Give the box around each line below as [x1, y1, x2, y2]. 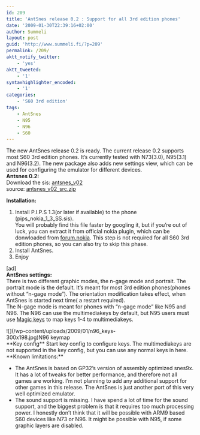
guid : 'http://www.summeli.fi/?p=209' [6, 41, 103, 47]
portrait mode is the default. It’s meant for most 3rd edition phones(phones [6, 284, 190, 291]
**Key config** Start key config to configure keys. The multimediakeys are [6, 340, 192, 347]
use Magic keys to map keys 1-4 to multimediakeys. [6, 316, 134, 323]
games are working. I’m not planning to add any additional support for [14, 377, 187, 385]
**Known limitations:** [6, 353, 64, 360]
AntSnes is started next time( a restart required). [6, 297, 126, 304]
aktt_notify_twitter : [6, 54, 60, 60]
